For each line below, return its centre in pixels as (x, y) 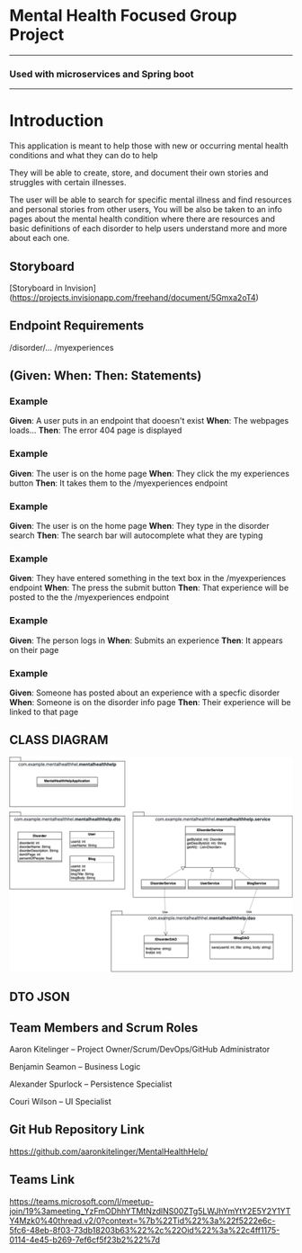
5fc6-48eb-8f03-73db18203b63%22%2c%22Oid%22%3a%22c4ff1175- (145, 1230)
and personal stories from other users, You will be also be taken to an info (146, 210)
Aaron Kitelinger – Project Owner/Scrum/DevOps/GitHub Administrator (140, 1049)
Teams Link (42, 1180)
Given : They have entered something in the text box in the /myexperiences (147, 578)
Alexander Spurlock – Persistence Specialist (91, 1084)
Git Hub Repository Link (77, 1130)
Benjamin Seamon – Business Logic (75, 1066)
